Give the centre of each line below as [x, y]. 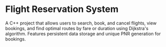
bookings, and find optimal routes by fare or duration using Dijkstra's [77, 28]
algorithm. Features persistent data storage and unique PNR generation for [83, 33]
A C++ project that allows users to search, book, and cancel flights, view [81, 23]
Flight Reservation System [62, 9]
